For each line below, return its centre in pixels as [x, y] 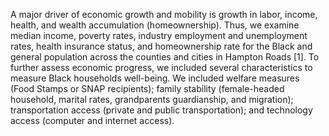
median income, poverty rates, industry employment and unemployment [159, 35]
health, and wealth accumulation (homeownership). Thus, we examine [155, 25]
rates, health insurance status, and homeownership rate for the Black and [161, 46]
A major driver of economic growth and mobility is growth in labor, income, [164, 14]
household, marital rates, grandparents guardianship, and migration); [152, 99]
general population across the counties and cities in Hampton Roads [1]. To [165, 57]
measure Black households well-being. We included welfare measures [155, 78]
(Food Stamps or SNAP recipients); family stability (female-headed [147, 88]
